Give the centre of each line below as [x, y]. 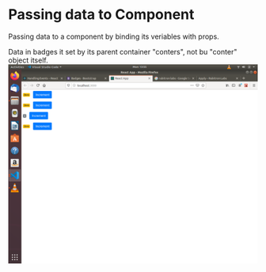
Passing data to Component [101, 15]
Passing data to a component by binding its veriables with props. [114, 36]
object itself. [28, 60]
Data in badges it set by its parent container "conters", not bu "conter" [123, 51]
